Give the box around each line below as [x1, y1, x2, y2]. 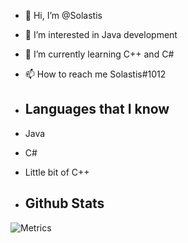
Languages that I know [24, 101, 170, 118]
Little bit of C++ [24, 166, 90, 178]
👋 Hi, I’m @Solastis [24, 10, 103, 21]
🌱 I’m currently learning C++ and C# [24, 48, 175, 60]
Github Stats [24, 195, 105, 212]
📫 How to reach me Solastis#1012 [24, 68, 167, 80]
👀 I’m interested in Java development [24, 29, 178, 40]
